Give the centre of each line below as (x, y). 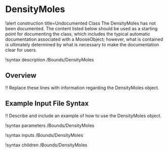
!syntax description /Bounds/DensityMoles (50, 59)
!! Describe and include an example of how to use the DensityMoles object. (83, 116)
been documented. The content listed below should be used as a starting (81, 28)
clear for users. (21, 50)
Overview (21, 76)
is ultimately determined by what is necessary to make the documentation (82, 44)
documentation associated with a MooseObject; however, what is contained (84, 39)
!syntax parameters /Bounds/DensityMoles (50, 125)
